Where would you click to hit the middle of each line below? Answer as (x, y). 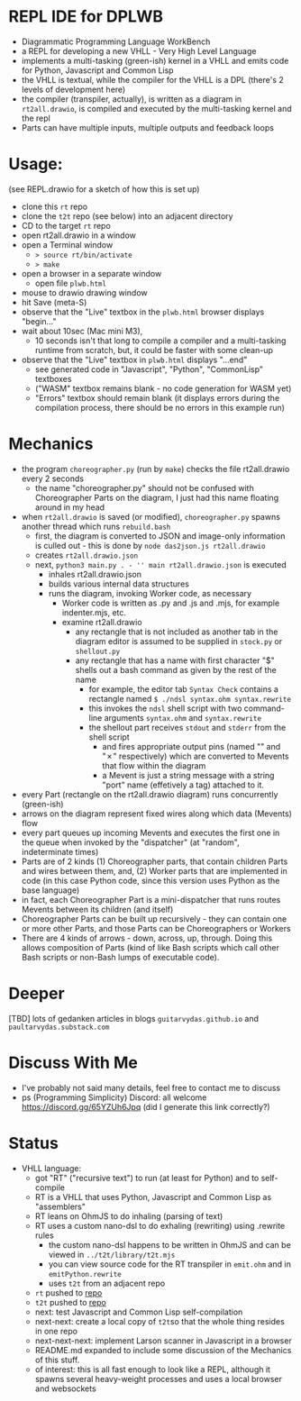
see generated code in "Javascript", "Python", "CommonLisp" (149, 369)
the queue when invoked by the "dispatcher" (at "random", (130, 842)
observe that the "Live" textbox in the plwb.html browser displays (143, 312)
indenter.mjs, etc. (94, 612)
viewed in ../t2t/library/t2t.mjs (112, 1254)
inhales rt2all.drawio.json (95, 574)
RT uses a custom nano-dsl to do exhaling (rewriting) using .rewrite (160, 1225)
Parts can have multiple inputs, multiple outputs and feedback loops (147, 127)
